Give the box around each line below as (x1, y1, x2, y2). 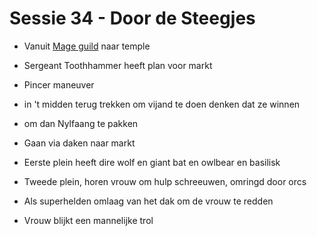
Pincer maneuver (23, 78, 95, 91)
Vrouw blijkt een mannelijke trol (23, 214, 154, 226)
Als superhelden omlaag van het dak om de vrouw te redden (23, 195, 274, 207)
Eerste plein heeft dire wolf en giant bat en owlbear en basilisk (23, 156, 281, 168)
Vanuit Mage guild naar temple (23, 40, 151, 52)
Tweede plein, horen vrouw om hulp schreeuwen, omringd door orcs (23, 175, 307, 187)
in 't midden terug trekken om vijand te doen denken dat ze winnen (23, 98, 301, 110)
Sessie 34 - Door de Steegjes (9, 7, 256, 30)
